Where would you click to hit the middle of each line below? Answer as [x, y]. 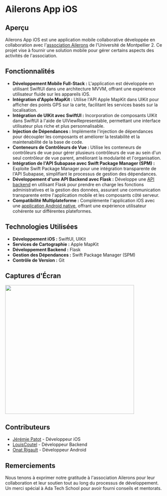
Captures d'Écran [33, 276]
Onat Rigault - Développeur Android [49, 450]
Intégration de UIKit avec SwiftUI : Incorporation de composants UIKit [85, 115]
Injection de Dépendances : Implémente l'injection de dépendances [83, 131]
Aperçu [17, 28]
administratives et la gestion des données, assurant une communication [86, 190]
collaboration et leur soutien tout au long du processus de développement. [82, 483]
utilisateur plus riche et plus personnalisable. [58, 126]
